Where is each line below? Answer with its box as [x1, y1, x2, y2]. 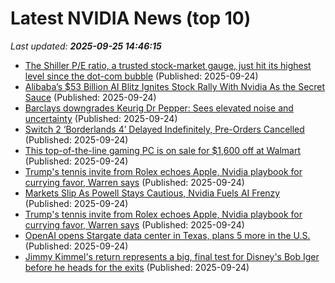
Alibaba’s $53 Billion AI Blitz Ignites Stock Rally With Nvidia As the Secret [24, 80, 326, 92]
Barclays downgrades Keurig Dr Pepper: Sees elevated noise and [24, 102, 294, 114]
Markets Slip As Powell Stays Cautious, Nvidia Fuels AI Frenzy [24, 187, 281, 199]
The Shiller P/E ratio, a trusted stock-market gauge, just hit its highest [24, 59, 312, 71]
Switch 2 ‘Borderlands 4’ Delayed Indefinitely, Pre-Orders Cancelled [24, 123, 305, 135]
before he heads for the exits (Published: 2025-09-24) [24, 261, 250, 273]
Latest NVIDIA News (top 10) [10, 7, 252, 30]
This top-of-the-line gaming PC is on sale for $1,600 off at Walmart [24, 144, 302, 156]
